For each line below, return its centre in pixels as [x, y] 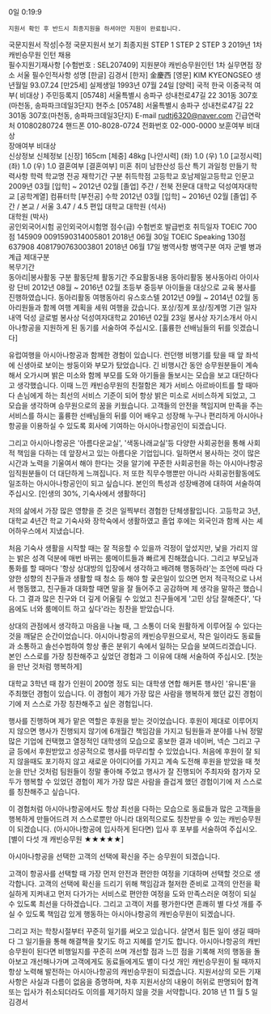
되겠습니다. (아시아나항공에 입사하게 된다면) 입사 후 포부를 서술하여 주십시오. [137, 829]
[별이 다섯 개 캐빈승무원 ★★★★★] [66, 839]
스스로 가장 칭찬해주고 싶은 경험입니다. [93, 703]
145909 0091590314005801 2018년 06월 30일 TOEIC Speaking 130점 [131, 237]
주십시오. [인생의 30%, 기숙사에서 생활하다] [77, 493]
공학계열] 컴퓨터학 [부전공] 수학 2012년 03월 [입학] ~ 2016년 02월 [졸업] [134, 196]
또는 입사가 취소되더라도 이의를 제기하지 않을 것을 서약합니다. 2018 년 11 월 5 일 [133, 992]
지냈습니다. [67, 531]
